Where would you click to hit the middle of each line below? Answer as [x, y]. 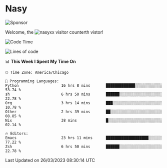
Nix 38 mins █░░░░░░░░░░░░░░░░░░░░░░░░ [84, 120]
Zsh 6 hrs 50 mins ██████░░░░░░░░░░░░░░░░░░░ [84, 147]
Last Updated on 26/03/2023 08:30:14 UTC [50, 160]
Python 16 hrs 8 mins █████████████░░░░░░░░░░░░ [84, 85]
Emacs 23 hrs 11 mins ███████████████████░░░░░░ [84, 138]
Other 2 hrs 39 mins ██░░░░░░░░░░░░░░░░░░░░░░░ [84, 112]
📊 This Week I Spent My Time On [40, 61]
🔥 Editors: [17, 133]
